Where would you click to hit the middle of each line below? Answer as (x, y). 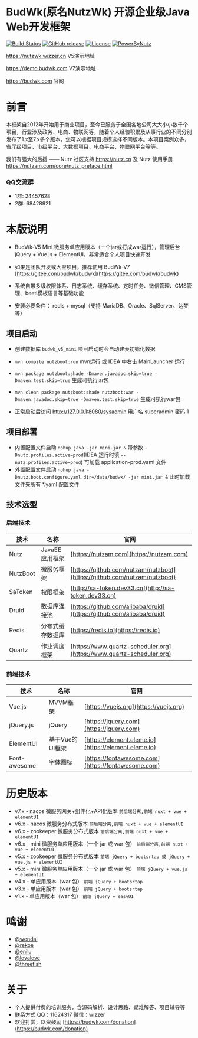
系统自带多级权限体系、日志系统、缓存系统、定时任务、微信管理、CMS (100, 286)
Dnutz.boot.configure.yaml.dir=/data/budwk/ (70, 477)
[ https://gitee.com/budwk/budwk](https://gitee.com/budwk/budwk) (97, 274)
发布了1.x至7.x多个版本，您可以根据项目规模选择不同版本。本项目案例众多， (98, 139)
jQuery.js (22, 725)
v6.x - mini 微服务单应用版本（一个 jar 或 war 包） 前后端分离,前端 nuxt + (101, 843)
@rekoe (24, 945)
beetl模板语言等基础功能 (55, 293)
